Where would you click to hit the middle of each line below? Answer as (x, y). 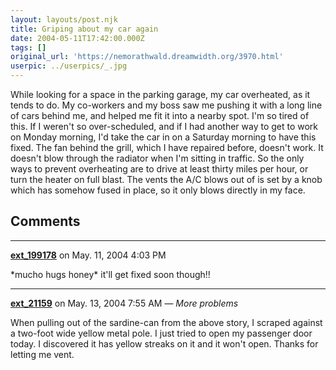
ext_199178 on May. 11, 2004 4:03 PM (88, 255)
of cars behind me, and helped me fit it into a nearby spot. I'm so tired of (160, 115)
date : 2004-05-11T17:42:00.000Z (77, 38)
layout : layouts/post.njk (64, 19)
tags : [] (28, 47)
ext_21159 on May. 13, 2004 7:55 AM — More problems (124, 303)
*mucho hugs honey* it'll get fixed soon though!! (110, 274)
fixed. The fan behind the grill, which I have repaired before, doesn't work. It (167, 147)
